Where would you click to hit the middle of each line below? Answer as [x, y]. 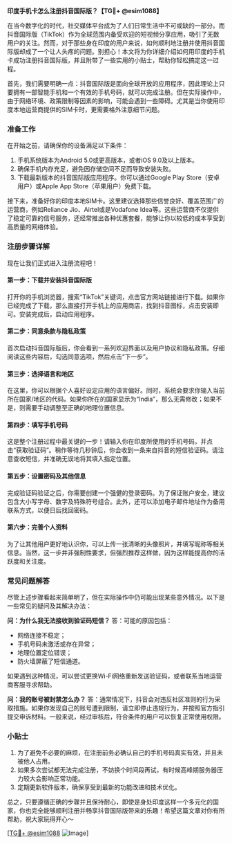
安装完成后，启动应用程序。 [58, 314]
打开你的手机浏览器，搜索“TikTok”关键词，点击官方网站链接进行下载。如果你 [116, 296]
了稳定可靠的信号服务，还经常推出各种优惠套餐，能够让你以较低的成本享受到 [116, 218]
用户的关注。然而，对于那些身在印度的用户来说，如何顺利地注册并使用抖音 [113, 43]
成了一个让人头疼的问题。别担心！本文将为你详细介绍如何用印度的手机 [125, 52]
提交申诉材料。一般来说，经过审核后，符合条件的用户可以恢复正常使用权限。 [116, 717]
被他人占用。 [35, 762]
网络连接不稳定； [41, 636]
